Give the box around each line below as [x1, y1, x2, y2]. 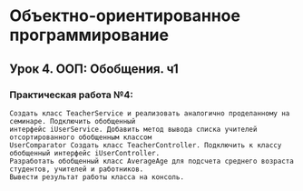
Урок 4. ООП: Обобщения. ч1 [9, 61, 179, 76]
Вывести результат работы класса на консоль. [9, 172, 184, 182]
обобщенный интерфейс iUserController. [9, 148, 161, 157]
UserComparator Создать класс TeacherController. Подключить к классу [9, 140, 282, 150]
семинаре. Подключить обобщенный [9, 116, 136, 126]
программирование [9, 25, 170, 45]
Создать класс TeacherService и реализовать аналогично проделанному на [9, 108, 290, 118]
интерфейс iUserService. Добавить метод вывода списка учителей [9, 125, 258, 134]
